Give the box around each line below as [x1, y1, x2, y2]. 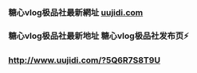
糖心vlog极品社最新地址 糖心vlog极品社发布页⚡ [8, 30, 189, 41]
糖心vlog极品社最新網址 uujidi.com [8, 6, 144, 17]
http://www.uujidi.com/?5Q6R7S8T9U [8, 54, 161, 65]
